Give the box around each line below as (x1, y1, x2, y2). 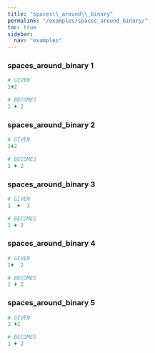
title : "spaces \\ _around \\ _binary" (7, 10, 114, 18)
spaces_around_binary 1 (7, 61, 94, 71)
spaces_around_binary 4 (7, 239, 96, 249)
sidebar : (7, 30, 34, 38)
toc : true (7, 24, 37, 31)
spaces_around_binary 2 (7, 119, 95, 129)
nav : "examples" (14, 37, 62, 44)
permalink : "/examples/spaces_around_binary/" (7, 17, 149, 24)
